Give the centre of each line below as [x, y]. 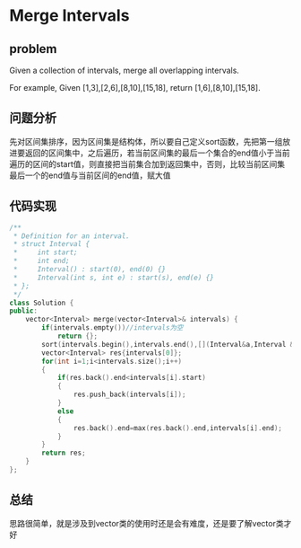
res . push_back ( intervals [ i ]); [129, 395]
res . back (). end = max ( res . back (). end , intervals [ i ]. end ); [177, 428]
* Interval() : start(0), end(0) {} [90, 270]
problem [33, 49]
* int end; [41, 261]
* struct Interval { [52, 244]
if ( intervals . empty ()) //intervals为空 [112, 328]
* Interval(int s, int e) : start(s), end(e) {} [114, 278]
